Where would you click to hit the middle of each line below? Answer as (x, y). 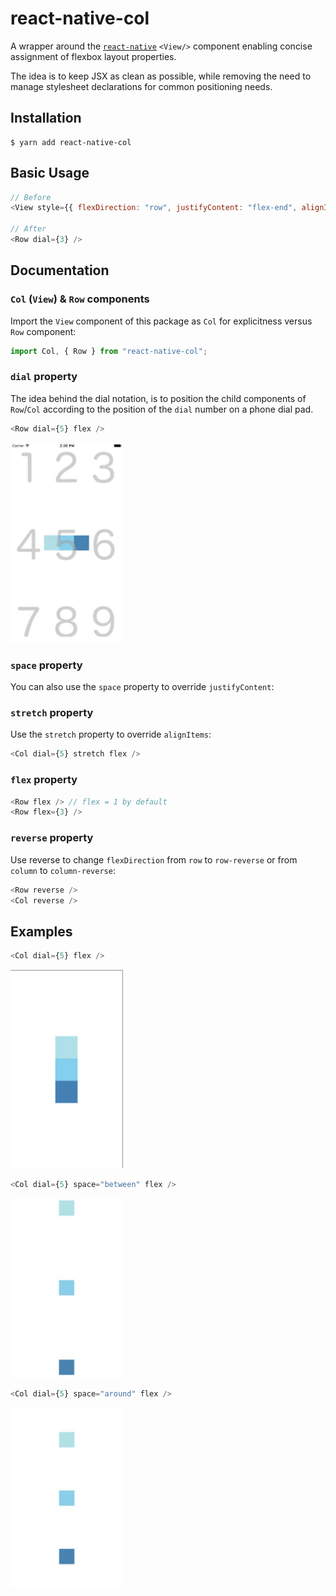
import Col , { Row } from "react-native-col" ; (109, 351)
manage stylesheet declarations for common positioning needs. (141, 86)
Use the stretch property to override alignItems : (111, 734)
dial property (44, 377)
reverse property (52, 838)
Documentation (60, 270)
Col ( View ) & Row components (80, 299)
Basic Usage (50, 173)
